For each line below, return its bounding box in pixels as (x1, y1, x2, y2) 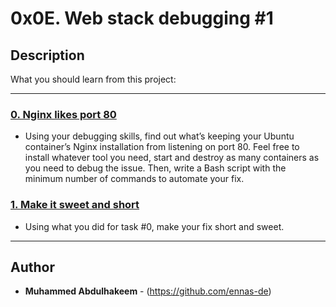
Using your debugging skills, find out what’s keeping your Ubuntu (24, 130, 295, 142)
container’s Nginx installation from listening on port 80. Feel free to (24, 141, 300, 153)
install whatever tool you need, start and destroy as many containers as (24, 152, 320, 164)
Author (10, 258, 55, 276)
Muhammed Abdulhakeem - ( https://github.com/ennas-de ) (24, 285, 272, 297)
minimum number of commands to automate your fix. (24, 173, 245, 185)
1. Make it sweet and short (10, 198, 140, 212)
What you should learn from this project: (10, 73, 177, 85)
